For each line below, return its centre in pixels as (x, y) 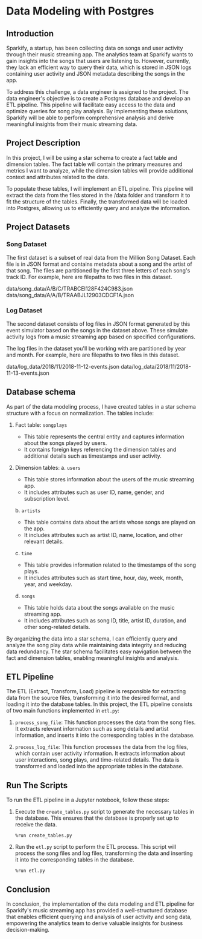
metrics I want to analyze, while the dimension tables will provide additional (100, 170)
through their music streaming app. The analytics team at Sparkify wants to (100, 54)
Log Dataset (24, 311)
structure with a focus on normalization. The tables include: (80, 413)
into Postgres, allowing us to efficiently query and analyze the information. (99, 208)
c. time (24, 553)
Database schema (41, 392)
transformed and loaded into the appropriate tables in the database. (99, 766)
